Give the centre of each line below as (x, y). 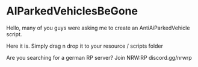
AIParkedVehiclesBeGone (72, 11)
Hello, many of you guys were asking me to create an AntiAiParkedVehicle (98, 28)
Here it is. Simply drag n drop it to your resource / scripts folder (85, 46)
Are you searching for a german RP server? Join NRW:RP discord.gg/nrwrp (99, 57)
